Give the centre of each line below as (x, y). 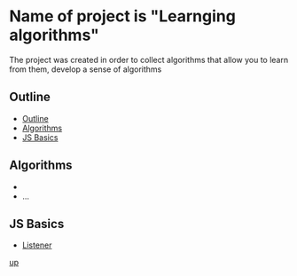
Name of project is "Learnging (123, 16)
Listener (37, 245)
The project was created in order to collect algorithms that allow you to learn (149, 59)
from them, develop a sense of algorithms (86, 69)
